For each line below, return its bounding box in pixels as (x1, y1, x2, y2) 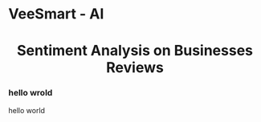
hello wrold (8, 87, 53, 99)
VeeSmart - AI (8, 5, 104, 23)
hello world (8, 105, 46, 115)
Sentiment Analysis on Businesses (16, 42, 254, 60)
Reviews (105, 59, 165, 77)
